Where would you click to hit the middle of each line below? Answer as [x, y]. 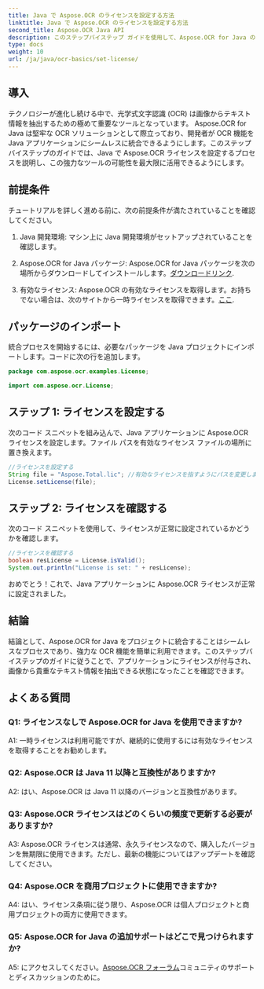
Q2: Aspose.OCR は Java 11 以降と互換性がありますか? [112, 773]
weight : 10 [26, 52]
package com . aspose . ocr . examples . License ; [79, 372]
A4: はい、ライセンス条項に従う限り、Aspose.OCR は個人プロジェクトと [125, 905]
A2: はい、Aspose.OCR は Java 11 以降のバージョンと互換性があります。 [125, 791]
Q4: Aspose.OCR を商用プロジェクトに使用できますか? [113, 886]
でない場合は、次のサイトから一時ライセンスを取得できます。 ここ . [127, 299]
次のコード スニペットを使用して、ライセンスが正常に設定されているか [123, 529]
